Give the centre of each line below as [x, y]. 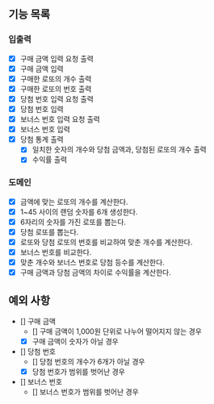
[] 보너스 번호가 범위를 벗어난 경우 [85, 392]
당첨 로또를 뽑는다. [49, 231]
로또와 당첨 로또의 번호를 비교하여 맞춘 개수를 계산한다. [106, 242]
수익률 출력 [49, 160]
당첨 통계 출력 [42, 140]
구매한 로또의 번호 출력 [56, 89]
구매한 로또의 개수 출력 [56, 78]
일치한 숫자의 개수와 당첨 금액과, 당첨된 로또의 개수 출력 [120, 150]
